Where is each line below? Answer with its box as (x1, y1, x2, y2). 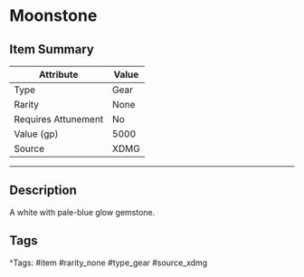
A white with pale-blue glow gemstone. (9, 206, 156, 217)
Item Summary (9, 42, 95, 57)
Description (9, 183, 77, 198)
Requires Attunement (14, 113, 104, 125)
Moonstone (9, 5, 98, 26)
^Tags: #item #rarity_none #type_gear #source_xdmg (9, 257, 208, 268)
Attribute (39, 69, 79, 81)
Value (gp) (14, 128, 59, 140)
